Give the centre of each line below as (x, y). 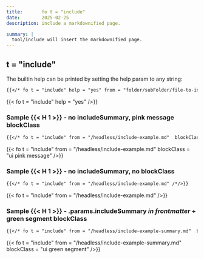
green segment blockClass (47, 219)
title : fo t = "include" (46, 12)
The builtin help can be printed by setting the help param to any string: (94, 79)
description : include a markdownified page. (63, 23)
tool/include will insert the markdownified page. (77, 40)
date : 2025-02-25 (38, 18)
